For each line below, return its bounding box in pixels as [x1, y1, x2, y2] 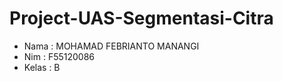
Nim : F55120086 [23, 50, 96, 62]
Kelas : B [23, 61, 61, 73]
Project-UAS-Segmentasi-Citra [9, 7, 274, 30]
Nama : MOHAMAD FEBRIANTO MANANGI [23, 40, 200, 52]
